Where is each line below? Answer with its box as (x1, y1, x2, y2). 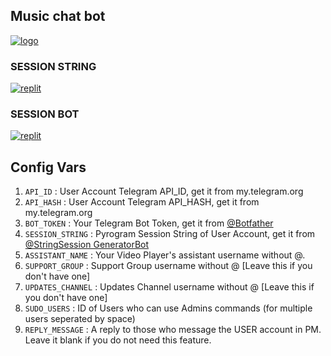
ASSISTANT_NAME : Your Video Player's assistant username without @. (24, 249, 306, 261)
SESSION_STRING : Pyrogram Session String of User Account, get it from (24, 228, 316, 240)
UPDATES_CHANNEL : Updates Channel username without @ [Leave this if (24, 281, 315, 293)
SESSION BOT (10, 107, 80, 121)
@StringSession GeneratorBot (24, 239, 150, 251)
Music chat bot (10, 8, 106, 25)
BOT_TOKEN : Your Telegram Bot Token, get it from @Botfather (24, 217, 274, 229)
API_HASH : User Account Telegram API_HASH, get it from (24, 196, 260, 208)
